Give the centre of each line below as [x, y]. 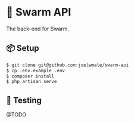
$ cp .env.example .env [36, 70]
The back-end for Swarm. [38, 29]
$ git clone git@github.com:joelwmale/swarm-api [67, 65]
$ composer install [30, 76]
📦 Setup [23, 48]
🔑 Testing [24, 100]
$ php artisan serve [32, 82]
